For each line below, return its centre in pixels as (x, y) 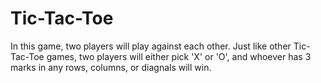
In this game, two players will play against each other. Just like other (151, 46)
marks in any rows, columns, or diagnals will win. (111, 67)
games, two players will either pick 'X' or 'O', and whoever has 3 (179, 56)
